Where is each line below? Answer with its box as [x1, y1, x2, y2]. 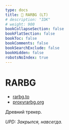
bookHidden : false [5, 50, 44, 55]
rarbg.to [12, 94, 30, 100]
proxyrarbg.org [12, 99, 44, 105]
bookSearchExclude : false [5, 45, 59, 50]
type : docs [5, 7, 28, 13]
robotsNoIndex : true [5, 55, 49, 60]
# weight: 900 [5, 21, 35, 27]
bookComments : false [5, 41, 49, 46]
